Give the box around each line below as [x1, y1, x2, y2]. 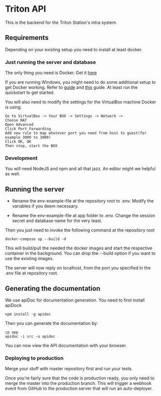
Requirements [5, 34, 49, 42]
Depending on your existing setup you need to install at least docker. [5, 46, 143, 52]
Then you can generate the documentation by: [5, 320, 98, 326]
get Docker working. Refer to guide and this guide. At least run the [5, 84, 138, 91]
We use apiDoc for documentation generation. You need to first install [5, 297, 145, 303]
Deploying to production [5, 355, 64, 361]
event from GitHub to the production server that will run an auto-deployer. [5, 386, 153, 392]
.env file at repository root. [5, 270, 58, 276]
